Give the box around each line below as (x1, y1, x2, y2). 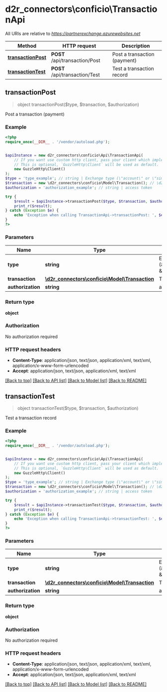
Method (17, 42, 37, 49)
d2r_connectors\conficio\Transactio (5, 3, 158, 15)
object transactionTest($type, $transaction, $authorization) (17, 405, 139, 411)
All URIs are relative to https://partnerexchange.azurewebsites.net (5, 30, 141, 36)
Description (121, 42, 150, 49)
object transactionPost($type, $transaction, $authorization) (17, 101, 139, 108)
